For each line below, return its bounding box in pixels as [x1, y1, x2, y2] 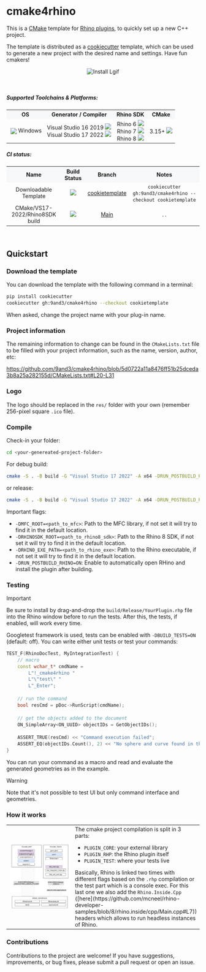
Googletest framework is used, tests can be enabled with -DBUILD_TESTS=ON [6, 631, 196, 639]
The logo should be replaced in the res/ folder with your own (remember [6, 401, 190, 408]
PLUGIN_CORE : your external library [83, 844, 169, 851]
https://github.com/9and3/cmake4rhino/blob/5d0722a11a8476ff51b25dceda [6, 365, 199, 373]
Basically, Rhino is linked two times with [74, 868, 175, 876]
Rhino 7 [116, 127, 137, 135]
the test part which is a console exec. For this [74, 881, 189, 889]
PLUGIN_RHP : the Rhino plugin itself [83, 850, 169, 857]
